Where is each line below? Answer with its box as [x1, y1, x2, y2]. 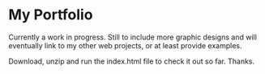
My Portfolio [8, 6, 93, 24]
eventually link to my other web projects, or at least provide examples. [8, 40, 242, 50]
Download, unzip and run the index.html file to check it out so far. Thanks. [8, 56, 255, 66]
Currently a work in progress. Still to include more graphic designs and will [8, 32, 258, 42]
